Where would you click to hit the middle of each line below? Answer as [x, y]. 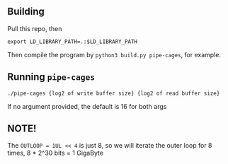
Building [26, 12]
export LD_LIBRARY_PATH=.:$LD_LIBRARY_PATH [73, 42]
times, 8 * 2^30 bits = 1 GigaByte [56, 153]
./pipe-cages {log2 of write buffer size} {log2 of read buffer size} [114, 93]
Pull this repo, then [35, 28]
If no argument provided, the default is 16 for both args [87, 106]
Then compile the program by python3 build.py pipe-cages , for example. [114, 54]
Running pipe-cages [51, 77]
